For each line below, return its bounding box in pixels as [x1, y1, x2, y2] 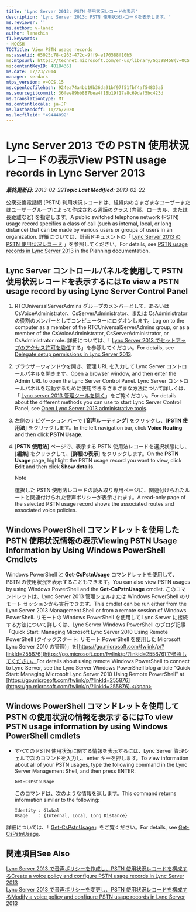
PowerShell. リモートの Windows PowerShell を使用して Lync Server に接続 [6, 613, 188, 620]
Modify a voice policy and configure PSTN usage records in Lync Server [11, 893, 185, 900]
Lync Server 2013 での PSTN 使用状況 [6, 139, 190, 152]
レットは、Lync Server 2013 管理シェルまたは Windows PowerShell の [16, 592, 185, 600]
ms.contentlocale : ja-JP [6, 101, 67, 107]
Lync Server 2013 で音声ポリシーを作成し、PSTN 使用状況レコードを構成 [6, 865, 183, 872]
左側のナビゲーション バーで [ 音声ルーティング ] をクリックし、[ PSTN [14, 417, 182, 424]
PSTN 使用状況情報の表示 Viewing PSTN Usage [6, 536, 177, 546]
